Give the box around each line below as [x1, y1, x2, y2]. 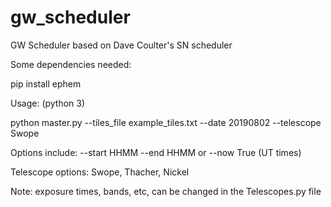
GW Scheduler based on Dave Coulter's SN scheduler [10, 39, 233, 51]
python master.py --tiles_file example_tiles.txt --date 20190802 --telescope [10, 116, 322, 128]
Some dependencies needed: [10, 58, 132, 70]
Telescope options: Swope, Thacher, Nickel [10, 166, 190, 178]
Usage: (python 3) [10, 97, 86, 109]
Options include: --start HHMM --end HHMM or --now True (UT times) [10, 146, 302, 158]
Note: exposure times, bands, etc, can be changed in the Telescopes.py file [10, 185, 322, 197]
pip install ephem [10, 77, 82, 90]
